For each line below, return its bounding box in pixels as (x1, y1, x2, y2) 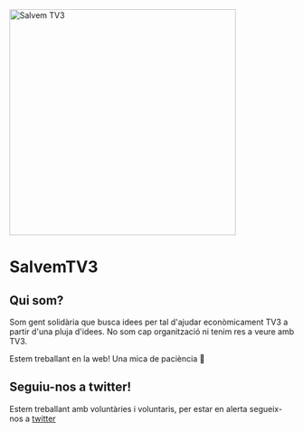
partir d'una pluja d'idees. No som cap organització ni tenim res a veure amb (9, 326, 295, 337)
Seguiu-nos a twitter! (9, 380, 132, 395)
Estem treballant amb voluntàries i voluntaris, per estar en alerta (9, 403, 248, 414)
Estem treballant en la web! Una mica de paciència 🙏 (9, 353, 205, 364)
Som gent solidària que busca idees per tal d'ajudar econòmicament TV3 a (9, 316, 289, 327)
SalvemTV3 (9, 257, 99, 277)
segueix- (249, 403, 283, 414)
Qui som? (9, 293, 64, 308)
